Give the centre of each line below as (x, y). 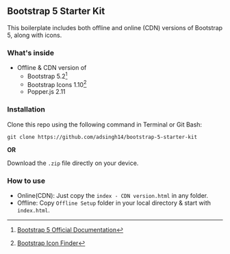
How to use (26, 181)
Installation (26, 110)
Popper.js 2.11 (47, 92)
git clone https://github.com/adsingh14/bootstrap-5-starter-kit (102, 137)
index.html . (33, 210)
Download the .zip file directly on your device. (73, 163)
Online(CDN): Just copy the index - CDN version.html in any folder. (113, 196)
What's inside (31, 53)
